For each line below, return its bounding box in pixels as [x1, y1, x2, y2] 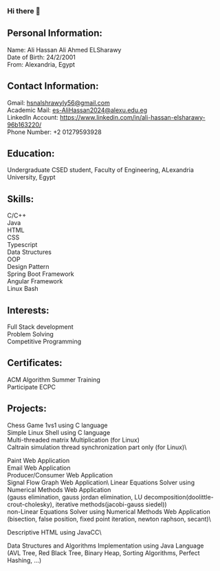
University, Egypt [7, 173, 56, 182]
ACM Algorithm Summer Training [7, 375, 101, 384]
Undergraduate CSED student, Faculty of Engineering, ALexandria [7, 166, 195, 174]
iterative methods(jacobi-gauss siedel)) [55, 500, 167, 508]
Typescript [7, 241, 38, 249]
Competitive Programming [7, 337, 82, 345]
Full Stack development [7, 323, 74, 331]
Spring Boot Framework [7, 270, 74, 278]
